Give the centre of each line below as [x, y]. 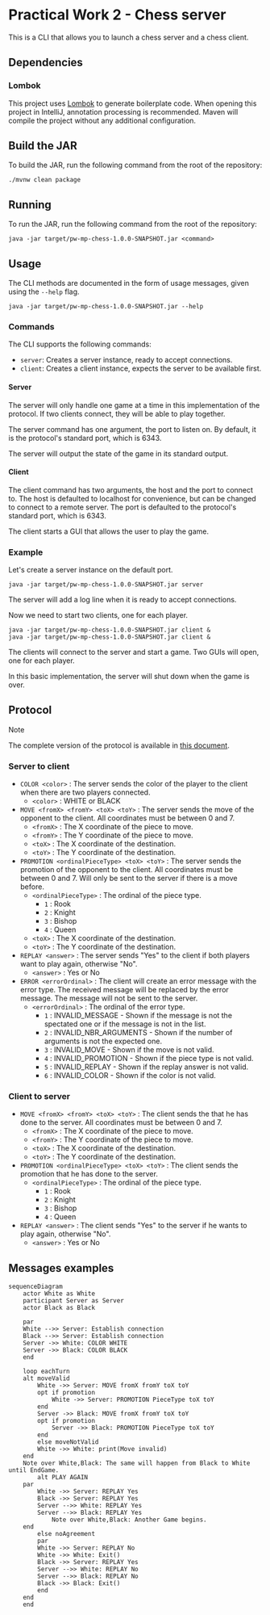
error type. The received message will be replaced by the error [125, 990]
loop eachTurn [46, 1372]
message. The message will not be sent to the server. [109, 998]
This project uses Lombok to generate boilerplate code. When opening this [133, 103]
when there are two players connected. [85, 792]
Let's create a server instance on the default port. [91, 570]
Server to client [39, 766]
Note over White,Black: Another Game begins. [129, 1520]
